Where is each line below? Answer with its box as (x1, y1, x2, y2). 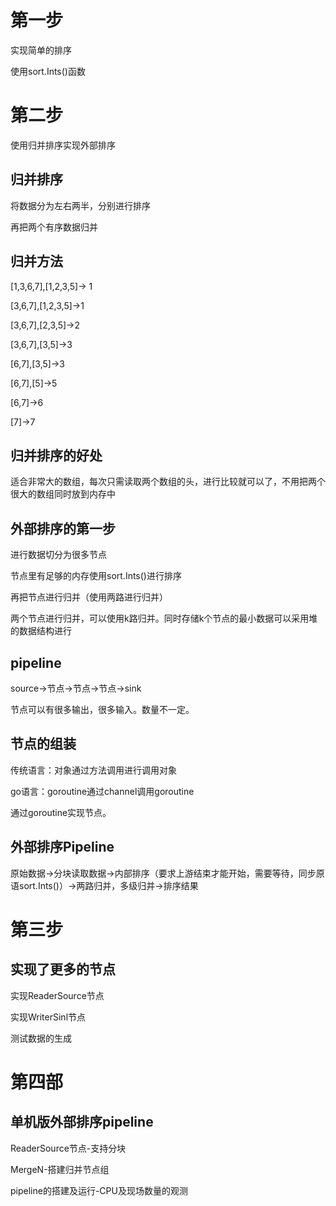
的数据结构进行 (10, 625, 72, 637)
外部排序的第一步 (10, 520, 116, 537)
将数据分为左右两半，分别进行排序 (10, 199, 151, 211)
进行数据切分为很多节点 (10, 549, 107, 561)
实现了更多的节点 (10, 961, 116, 978)
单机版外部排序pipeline (10, 1114, 154, 1131)
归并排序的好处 (10, 447, 103, 464)
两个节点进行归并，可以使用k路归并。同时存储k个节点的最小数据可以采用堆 (10, 612, 318, 625)
